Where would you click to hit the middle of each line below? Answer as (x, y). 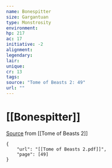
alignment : (19, 50)
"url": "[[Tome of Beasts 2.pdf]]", (62, 149)
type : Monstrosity (29, 22)
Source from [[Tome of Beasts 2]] (47, 133)
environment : (22, 28)
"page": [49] (33, 154)
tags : (13, 77)
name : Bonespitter (29, 11)
